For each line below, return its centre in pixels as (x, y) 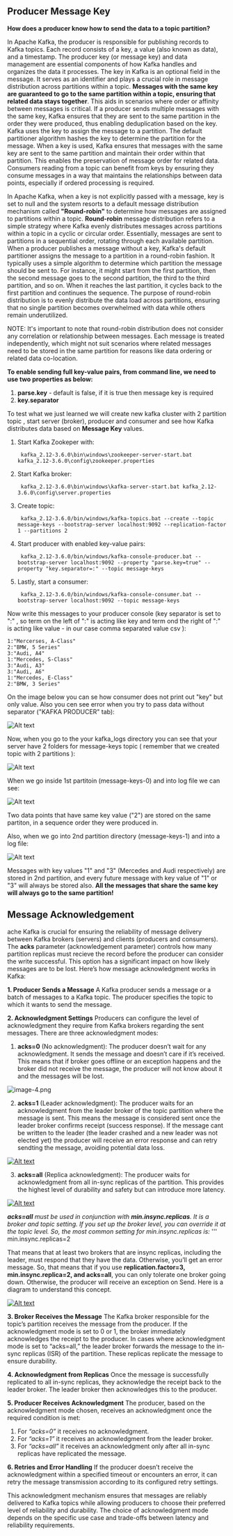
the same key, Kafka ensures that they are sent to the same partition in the (114, 116)
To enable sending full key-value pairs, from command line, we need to (112, 371)
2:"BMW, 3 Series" (34, 684)
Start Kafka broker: (45, 473)
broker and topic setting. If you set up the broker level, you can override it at (116, 1224)
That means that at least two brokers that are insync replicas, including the (114, 1252)
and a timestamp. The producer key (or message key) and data (97, 57)
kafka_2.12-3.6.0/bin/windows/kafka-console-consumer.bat (106, 594)
